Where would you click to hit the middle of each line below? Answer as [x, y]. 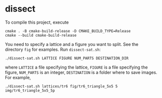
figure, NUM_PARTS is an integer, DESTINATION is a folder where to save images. [81, 72]
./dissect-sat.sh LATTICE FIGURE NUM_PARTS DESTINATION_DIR [67, 58]
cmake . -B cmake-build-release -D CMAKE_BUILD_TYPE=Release [68, 31]
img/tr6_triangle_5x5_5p [30, 90]
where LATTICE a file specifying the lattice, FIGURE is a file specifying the [76, 67]
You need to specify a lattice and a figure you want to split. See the [72, 44]
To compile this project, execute [37, 22]
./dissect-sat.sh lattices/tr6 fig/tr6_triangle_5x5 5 [61, 86]
